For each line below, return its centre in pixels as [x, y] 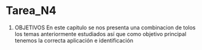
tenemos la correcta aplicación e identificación [74, 40]
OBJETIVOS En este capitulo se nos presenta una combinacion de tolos [105, 27]
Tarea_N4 [31, 11]
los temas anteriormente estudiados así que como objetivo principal [100, 34]
